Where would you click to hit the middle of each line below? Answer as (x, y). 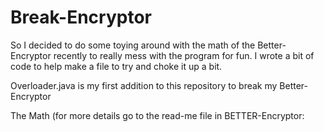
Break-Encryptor (81, 17)
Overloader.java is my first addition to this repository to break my (144, 85)
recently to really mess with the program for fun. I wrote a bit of (184, 55)
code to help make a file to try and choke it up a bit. (116, 66)
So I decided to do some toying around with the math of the (133, 45)
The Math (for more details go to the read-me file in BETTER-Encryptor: (157, 115)
